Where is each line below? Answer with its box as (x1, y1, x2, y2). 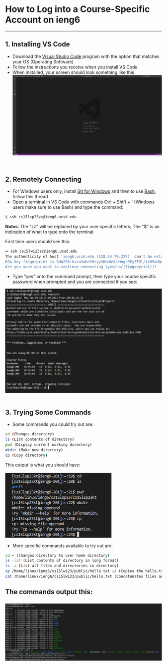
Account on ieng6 (5, 14, 81, 25)
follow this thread (12, 193, 48, 199)
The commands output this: (5, 588, 93, 596)
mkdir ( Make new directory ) (5, 447, 64, 452)
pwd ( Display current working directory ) (5, 442, 92, 447)
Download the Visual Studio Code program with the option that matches (12, 53, 160, 59)
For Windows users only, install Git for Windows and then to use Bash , (12, 188, 156, 194)
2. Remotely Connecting (5, 175, 82, 183)
